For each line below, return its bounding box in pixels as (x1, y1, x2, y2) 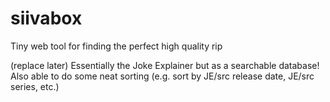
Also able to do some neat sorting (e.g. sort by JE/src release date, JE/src (10, 70, 315, 82)
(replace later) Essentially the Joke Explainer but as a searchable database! (10, 59, 320, 71)
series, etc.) (10, 80, 60, 92)
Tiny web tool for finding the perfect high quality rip (10, 40, 223, 52)
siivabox (10, 7, 83, 30)
